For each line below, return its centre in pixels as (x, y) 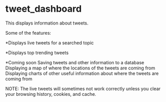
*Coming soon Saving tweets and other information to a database (75, 62)
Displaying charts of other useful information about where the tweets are (82, 73)
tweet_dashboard (44, 9)
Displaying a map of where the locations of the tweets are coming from (80, 68)
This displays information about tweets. (47, 23)
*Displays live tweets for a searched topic (49, 43)
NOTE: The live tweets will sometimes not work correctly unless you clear (83, 88)
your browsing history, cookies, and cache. (51, 94)
